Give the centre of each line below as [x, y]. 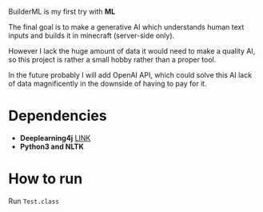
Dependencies [58, 116]
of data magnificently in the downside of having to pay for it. [108, 84]
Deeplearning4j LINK [55, 138]
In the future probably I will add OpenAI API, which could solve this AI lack [130, 75]
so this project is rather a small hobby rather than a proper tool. [112, 60]
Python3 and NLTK [52, 146]
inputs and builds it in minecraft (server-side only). [92, 36]
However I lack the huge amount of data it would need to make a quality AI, [132, 51]
